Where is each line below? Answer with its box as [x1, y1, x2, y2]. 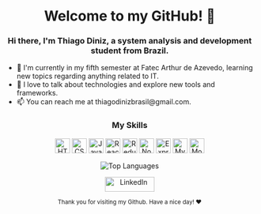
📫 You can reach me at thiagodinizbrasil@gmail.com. [16, 97, 192, 107]
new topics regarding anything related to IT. [16, 71, 159, 81]
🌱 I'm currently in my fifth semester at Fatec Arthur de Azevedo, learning [16, 63, 254, 73]
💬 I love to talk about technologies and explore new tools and [16, 80, 216, 89]
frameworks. [16, 88, 59, 98]
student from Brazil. [90, 45, 169, 56]
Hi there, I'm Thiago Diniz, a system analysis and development [7, 36, 252, 47]
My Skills [112, 120, 148, 131]
